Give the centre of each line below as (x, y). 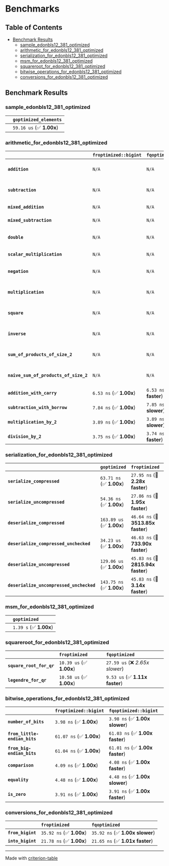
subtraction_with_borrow (37, 407)
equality (18, 780)
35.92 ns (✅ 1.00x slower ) (123, 833)
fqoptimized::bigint (134, 711)
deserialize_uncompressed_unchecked (52, 585)
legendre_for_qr (27, 680)
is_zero (17, 794)
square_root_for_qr (31, 666)
